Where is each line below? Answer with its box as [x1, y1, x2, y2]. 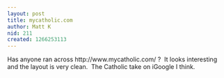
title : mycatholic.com [7, 17, 73, 24]
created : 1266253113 [7, 36, 67, 43]
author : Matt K [7, 23, 51, 30]
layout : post [7, 10, 45, 17]
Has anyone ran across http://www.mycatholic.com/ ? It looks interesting [7, 55, 218, 63]
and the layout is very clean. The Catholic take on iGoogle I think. [7, 63, 195, 71]
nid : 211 [7, 29, 33, 37]
